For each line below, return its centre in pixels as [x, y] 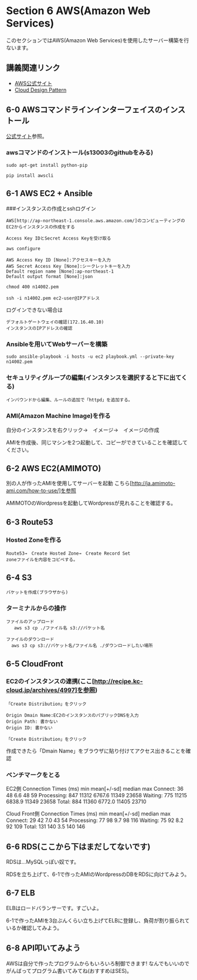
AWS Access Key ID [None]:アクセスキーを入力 [59, 260]
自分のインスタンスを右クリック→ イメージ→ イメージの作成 [83, 429]
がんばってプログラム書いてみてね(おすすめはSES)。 [69, 971]
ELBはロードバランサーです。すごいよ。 [54, 908]
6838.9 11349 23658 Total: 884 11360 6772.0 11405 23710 [76, 802]
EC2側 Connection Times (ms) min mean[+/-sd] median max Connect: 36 [95, 789]
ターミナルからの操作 [36, 608]
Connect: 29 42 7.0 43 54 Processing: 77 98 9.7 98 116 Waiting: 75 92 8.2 [95, 820]
